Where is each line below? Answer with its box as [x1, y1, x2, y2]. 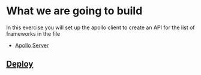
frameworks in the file [6, 30, 61, 37]
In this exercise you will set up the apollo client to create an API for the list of [6, 24, 195, 31]
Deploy [6, 59, 34, 69]
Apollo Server [14, 42, 49, 49]
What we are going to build [6, 4, 143, 18]
